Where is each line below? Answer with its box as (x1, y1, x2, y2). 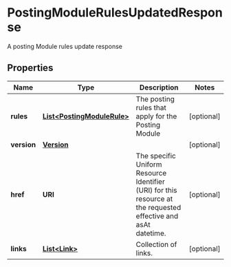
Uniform (135, 160, 163, 169)
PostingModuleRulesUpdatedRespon (7, 5, 223, 21)
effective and (135, 211, 179, 221)
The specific (135, 151, 177, 160)
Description (140, 83, 179, 92)
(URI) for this (135, 185, 177, 195)
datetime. (135, 228, 166, 238)
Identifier (135, 177, 165, 186)
